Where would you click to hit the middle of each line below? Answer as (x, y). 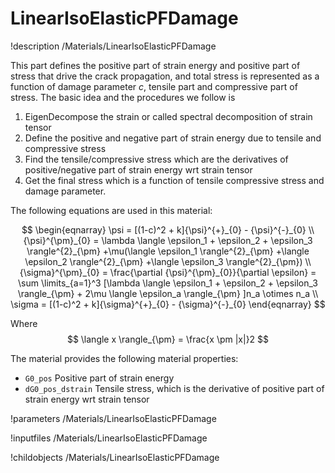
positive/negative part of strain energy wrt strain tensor (138, 169)
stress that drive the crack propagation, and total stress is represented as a (165, 76)
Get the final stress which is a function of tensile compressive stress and (174, 180)
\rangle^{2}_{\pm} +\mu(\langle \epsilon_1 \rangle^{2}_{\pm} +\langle (168, 251)
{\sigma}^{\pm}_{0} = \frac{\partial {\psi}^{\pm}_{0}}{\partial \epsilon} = (168, 272)
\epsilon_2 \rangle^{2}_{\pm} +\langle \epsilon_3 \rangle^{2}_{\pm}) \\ (168, 261)
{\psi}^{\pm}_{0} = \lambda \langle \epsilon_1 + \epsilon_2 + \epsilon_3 (168, 240)
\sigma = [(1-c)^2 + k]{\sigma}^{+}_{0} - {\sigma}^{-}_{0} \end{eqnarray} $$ (168, 304)
